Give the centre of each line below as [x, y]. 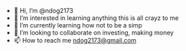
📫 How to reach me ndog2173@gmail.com [75, 40]
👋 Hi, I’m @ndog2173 [43, 11]
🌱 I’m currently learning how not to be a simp [78, 25]
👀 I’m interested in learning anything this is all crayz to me [96, 18]
